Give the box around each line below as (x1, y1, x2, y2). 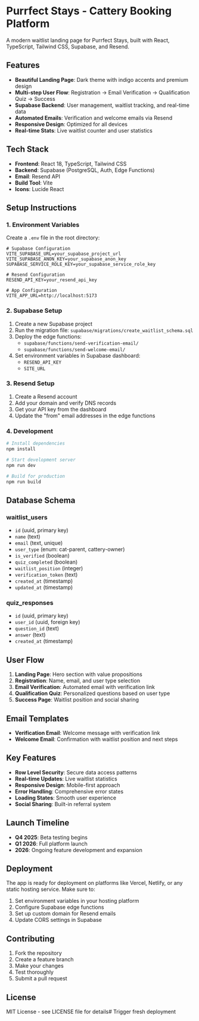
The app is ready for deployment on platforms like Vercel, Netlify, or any (6, 879, 183, 887)
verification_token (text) (14, 571, 78, 579)
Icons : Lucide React (14, 185, 64, 192)
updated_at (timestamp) (14, 584, 73, 591)
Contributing (6, 933, 55, 944)
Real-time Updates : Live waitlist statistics (14, 775, 117, 782)
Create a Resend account (14, 393, 77, 400)
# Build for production (6, 473, 66, 479)
